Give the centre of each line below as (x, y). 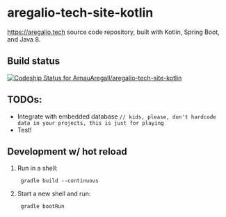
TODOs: (25, 99)
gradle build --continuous (59, 181)
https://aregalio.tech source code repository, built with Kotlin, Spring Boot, (114, 32)
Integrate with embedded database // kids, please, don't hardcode (117, 116)
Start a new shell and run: (54, 194)
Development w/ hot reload (67, 151)
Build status (34, 61)
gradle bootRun (42, 207)
